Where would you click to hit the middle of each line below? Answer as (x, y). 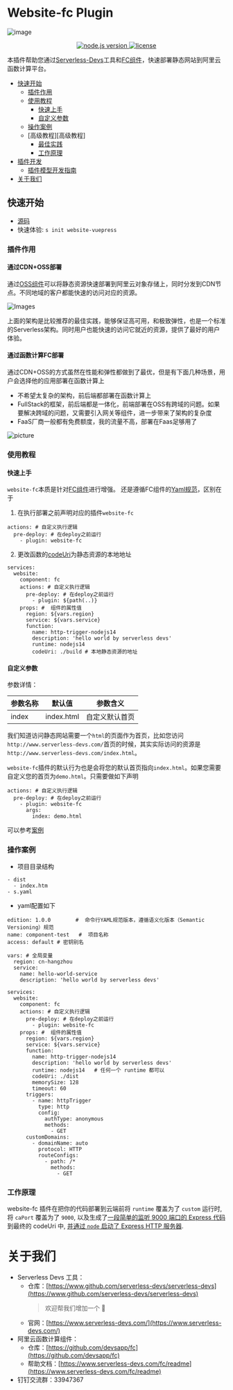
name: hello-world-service (59, 974)
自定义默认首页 (110, 717)
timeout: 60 (50, 1089)
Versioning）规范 (31, 927)
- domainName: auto (60, 1143)
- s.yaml (20, 892)
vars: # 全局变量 (30, 955)
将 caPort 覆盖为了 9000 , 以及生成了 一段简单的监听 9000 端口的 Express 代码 (116, 1217)
